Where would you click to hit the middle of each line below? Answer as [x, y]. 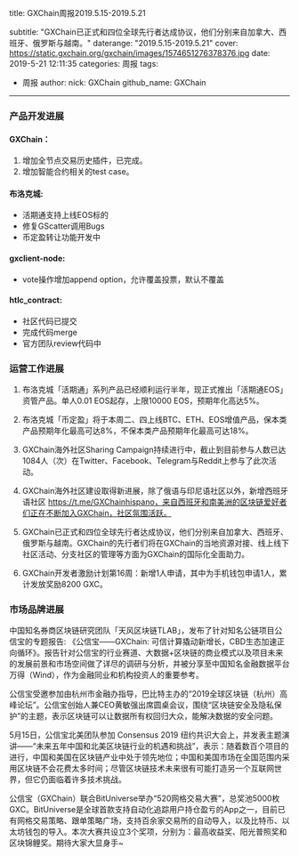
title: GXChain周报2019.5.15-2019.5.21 [77, 13]
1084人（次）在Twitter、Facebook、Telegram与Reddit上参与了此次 [145, 461]
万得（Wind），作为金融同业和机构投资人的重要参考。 [107, 675]
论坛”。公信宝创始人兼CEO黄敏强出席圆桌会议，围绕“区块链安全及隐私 [145, 705]
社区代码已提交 [49, 321]
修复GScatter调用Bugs [63, 226]
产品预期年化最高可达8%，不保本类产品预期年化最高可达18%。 [137, 431]
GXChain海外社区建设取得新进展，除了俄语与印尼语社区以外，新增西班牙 [155, 491]
